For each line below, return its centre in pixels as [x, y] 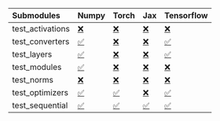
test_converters [41, 41]
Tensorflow [186, 15]
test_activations [41, 29]
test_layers [32, 54]
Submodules [36, 15]
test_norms [33, 80]
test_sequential [40, 105]
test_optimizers [40, 92]
